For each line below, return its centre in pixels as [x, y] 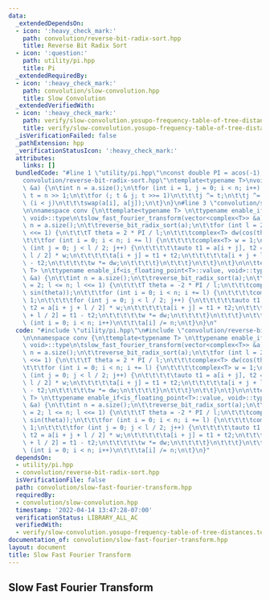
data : [17, 16]
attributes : [36, 158]
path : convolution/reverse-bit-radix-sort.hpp [102, 38]
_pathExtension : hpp [50, 143]
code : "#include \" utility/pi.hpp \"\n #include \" [100, 330]
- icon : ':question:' [52, 53]
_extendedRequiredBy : [52, 76]
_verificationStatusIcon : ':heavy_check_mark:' [97, 151]
